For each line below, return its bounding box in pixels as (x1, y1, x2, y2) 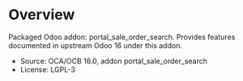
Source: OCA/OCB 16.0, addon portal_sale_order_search (19, 56, 208, 66)
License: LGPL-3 (19, 64, 75, 74)
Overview (8, 6, 75, 24)
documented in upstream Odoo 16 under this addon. (8, 40, 182, 50)
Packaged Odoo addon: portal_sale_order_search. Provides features (8, 32, 236, 42)
